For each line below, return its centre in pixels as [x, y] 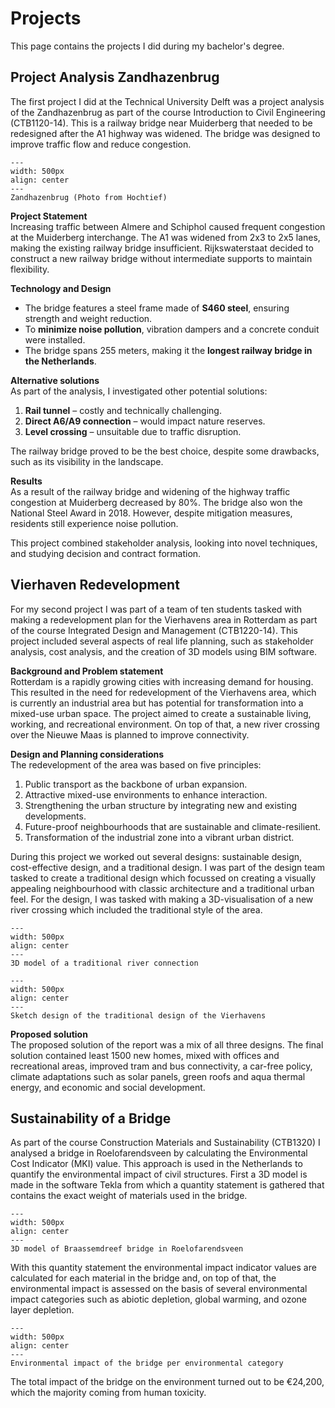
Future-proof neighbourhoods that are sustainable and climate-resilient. [173, 826]
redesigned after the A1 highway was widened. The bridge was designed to [165, 133]
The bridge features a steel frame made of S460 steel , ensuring [157, 308]
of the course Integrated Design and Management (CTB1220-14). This [154, 630]
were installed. [55, 339]
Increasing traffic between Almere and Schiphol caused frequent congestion [168, 226]
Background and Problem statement [87, 671]
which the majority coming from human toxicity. [108, 1393]
